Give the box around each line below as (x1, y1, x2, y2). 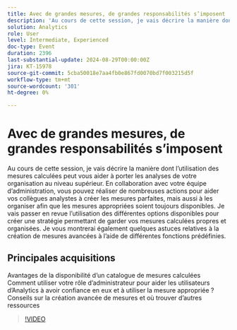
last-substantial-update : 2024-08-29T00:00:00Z (7, 57, 150, 64)
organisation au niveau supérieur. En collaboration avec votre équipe (7, 179, 207, 188)
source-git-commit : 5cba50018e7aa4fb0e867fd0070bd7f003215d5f (7, 69, 194, 76)
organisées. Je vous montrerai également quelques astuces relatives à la (7, 224, 219, 233)
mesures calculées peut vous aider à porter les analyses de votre (7, 172, 197, 180)
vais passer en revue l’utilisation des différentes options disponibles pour (7, 209, 219, 218)
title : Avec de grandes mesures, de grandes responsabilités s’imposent (7, 10, 226, 18)
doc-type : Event (7, 43, 55, 50)
